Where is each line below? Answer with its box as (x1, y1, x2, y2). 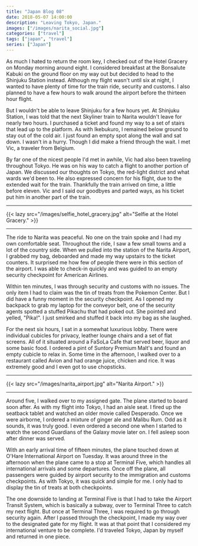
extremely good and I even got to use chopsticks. (6, 363, 127, 370)
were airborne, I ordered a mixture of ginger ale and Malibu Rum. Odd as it (6, 416, 187, 423)
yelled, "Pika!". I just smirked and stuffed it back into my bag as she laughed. (6, 314, 192, 321)
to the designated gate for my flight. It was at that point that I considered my (6, 520, 191, 527)
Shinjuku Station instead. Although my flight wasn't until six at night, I (6, 76, 174, 83)
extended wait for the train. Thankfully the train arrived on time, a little (6, 181, 176, 188)
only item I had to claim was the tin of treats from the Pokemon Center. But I (6, 289, 190, 296)
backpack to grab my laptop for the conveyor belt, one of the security (6, 302, 176, 309)
